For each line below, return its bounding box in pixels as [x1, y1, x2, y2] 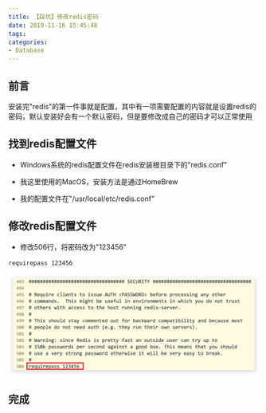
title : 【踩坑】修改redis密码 [8, 13, 100, 21]
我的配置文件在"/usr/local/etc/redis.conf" [19, 194, 155, 203]
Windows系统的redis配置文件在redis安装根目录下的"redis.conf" [19, 159, 228, 169]
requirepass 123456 [8, 259, 73, 267]
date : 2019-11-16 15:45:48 [8, 21, 98, 29]
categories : [8, 38, 48, 46]
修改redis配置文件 [8, 219, 97, 233]
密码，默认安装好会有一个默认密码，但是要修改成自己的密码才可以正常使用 [8, 112, 252, 121]
